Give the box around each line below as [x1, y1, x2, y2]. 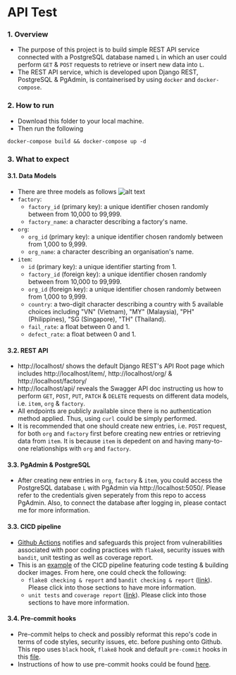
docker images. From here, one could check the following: [17, 568, 187, 576]
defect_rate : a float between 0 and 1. [27, 330, 136, 338]
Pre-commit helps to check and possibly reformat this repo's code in [17, 630, 217, 638]
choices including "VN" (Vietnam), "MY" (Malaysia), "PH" [27, 307, 195, 316]
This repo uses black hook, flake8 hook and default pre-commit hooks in [17, 645, 228, 653]
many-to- [195, 437, 223, 446]
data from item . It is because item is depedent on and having [17, 437, 194, 446]
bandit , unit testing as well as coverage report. [17, 553, 154, 561]
